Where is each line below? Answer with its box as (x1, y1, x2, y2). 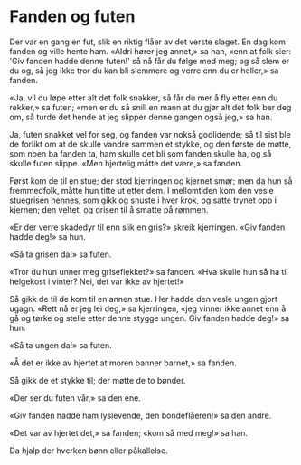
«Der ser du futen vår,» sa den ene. (9, 392, 142, 403)
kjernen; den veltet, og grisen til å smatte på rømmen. (9, 204, 209, 214)
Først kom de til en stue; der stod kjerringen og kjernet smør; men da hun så (9, 175, 293, 186)
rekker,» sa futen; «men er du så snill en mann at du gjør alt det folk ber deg (9, 101, 292, 112)
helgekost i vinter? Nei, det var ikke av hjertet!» (9, 276, 184, 287)
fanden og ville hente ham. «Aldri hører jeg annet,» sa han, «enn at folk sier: (9, 45, 292, 56)
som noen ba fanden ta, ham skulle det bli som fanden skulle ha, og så (9, 147, 272, 159)
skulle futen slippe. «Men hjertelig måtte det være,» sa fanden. (9, 157, 243, 168)
